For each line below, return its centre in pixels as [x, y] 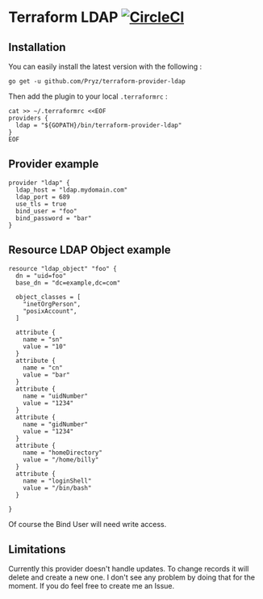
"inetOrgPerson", [52, 304]
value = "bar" [46, 375]
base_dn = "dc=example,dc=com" [68, 283]
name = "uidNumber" [56, 396]
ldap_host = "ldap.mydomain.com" [72, 190]
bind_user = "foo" [47, 211]
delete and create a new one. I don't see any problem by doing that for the [132, 577]
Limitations [37, 550]
